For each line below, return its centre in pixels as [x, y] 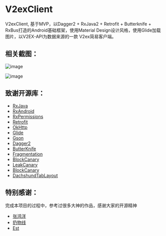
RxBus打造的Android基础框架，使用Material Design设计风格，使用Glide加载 [83, 30]
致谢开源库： [25, 94]
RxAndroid [23, 111]
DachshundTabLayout [35, 175]
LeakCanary [25, 164]
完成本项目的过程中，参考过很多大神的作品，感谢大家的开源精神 [71, 206]
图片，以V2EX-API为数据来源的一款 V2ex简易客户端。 [61, 36]
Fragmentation [28, 154]
